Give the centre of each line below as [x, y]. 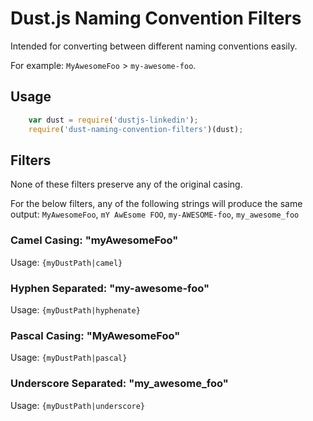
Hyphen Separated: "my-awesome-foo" [110, 288]
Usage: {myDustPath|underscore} [78, 405]
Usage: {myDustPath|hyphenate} [75, 309]
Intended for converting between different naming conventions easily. [154, 46]
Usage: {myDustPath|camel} [66, 262]
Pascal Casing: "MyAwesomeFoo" [95, 335]
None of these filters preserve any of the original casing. [126, 184]
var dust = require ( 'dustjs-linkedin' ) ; [113, 120]
